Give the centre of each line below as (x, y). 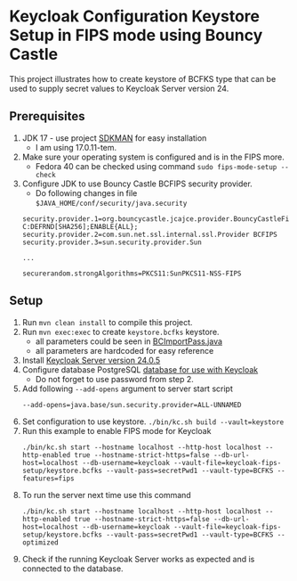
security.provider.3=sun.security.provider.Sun (112, 242)
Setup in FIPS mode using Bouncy (136, 35)
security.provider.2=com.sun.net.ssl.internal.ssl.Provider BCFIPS (149, 234)
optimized (40, 542)
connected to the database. (72, 569)
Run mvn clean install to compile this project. (107, 322)
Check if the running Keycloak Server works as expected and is (138, 559)
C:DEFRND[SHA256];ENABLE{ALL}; (80, 226)
